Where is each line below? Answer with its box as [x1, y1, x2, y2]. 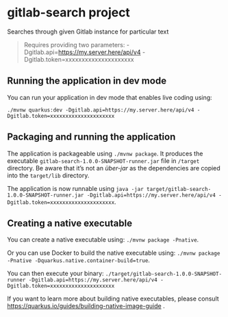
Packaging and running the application [7, 131, 176, 143]
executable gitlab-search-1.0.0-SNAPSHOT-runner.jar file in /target [7, 156, 200, 165]
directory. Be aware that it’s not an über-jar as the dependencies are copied [7, 164, 220, 172]
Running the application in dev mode [7, 75, 166, 87]
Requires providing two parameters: [23, 40, 125, 49]
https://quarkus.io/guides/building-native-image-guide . [7, 302, 166, 310]
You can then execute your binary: [7, 269, 104, 278]
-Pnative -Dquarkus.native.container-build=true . [7, 256, 151, 264]
